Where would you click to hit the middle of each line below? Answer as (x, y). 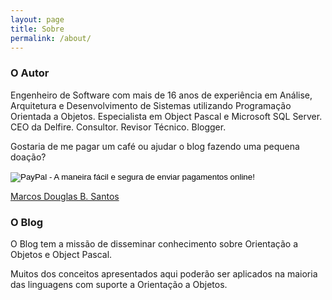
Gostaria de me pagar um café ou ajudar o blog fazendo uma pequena (155, 146)
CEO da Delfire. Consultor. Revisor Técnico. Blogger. (118, 127)
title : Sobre (37, 29)
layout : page (37, 19)
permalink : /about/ (51, 38)
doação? (28, 157)
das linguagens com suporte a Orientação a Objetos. (119, 284)
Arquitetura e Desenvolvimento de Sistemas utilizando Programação (151, 105)
